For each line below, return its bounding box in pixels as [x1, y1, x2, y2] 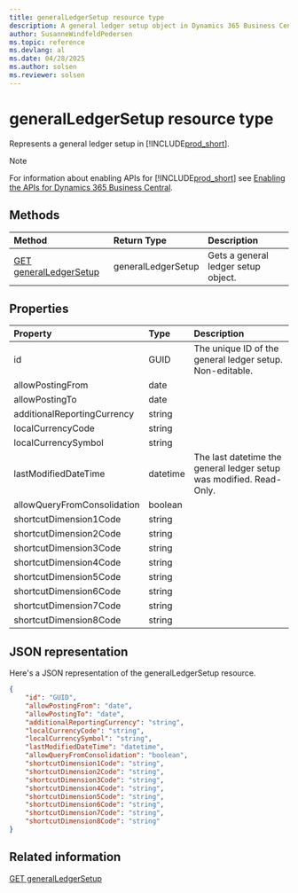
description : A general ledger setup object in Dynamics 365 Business [9, 21, 276, 30]
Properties [9, 301, 69, 316]
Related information [9, 850, 122, 865]
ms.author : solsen [9, 63, 77, 72]
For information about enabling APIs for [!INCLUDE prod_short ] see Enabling [9, 172, 286, 183]
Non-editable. [193, 364, 254, 377]
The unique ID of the [193, 342, 279, 355]
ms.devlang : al [9, 46, 66, 55]
